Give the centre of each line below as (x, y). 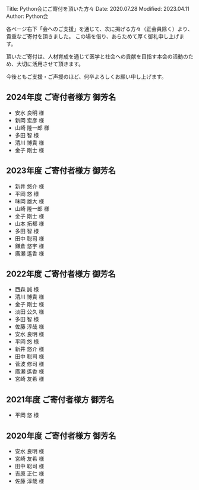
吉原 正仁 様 (29, 474)
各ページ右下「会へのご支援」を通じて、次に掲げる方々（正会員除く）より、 (99, 29)
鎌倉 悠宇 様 (29, 246)
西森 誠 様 (27, 289)
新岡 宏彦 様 (29, 120)
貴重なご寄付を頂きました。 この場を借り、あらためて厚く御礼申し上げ (93, 36)
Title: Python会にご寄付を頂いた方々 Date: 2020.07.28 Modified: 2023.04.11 (98, 9)
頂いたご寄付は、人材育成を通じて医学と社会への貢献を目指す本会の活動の (97, 56)
